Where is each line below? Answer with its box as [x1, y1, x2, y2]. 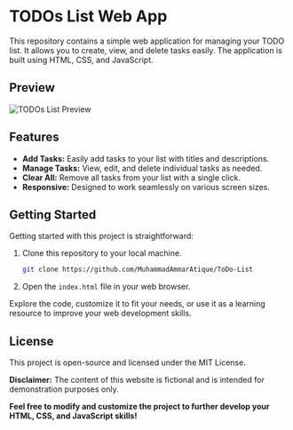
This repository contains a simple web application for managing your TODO [9, 36, 285, 46]
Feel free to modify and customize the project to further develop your [9, 402, 270, 412]
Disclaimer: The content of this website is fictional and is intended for [9, 375, 265, 386]
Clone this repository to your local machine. [21, 248, 182, 259]
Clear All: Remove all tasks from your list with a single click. [21, 171, 242, 183]
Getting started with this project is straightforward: [9, 231, 194, 242]
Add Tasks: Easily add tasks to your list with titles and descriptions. [21, 153, 270, 163]
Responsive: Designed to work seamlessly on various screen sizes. [21, 181, 271, 192]
